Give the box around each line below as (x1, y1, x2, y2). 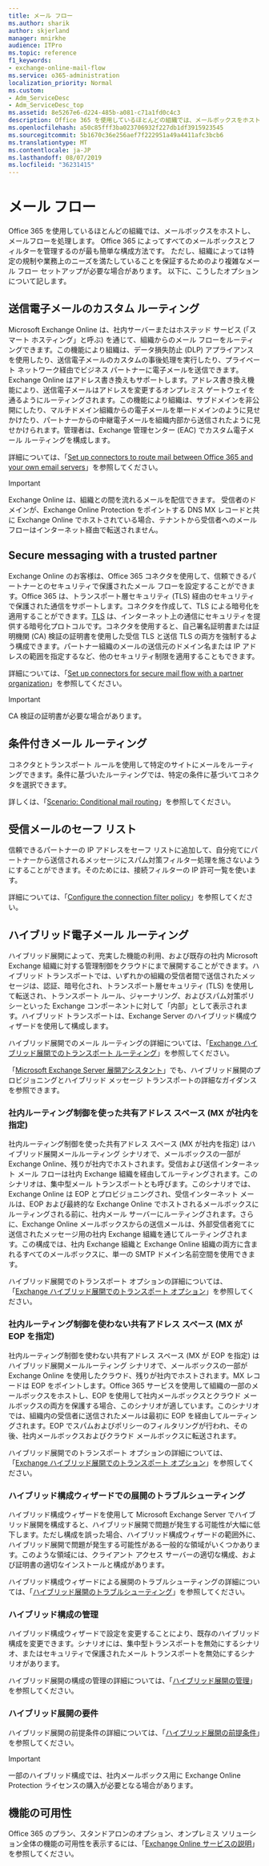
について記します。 (8, 276, 71, 286)
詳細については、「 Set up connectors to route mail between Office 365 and (8, 452, 254, 461)
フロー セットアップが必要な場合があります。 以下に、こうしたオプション (17, 266, 259, 276)
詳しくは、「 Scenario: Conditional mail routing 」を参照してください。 (8, 796, 235, 807)
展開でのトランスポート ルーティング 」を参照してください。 (35, 1048, 234, 1058)
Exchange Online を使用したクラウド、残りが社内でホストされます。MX (8, 1370, 245, 1380)
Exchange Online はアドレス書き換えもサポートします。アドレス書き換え (8, 375, 248, 384)
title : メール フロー (8, 11, 74, 20)
